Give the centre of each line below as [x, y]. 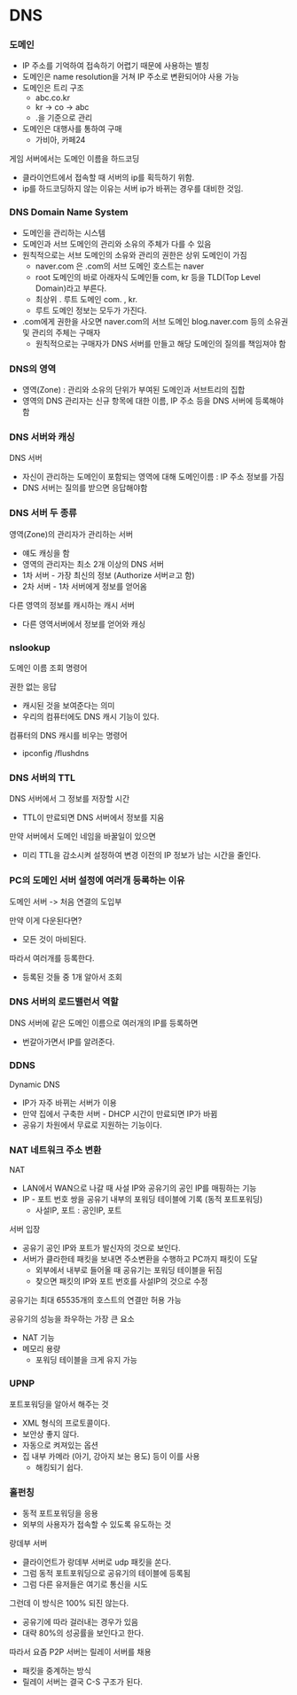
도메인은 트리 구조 [53, 88]
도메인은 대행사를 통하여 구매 [72, 129]
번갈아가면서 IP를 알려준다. [68, 1042]
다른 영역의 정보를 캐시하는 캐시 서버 [72, 605]
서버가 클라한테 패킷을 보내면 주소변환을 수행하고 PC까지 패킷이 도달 [140, 1259]
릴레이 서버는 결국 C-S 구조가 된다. [82, 1682]
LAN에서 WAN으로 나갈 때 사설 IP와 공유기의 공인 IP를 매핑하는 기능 [139, 1188]
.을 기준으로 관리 [64, 118]
